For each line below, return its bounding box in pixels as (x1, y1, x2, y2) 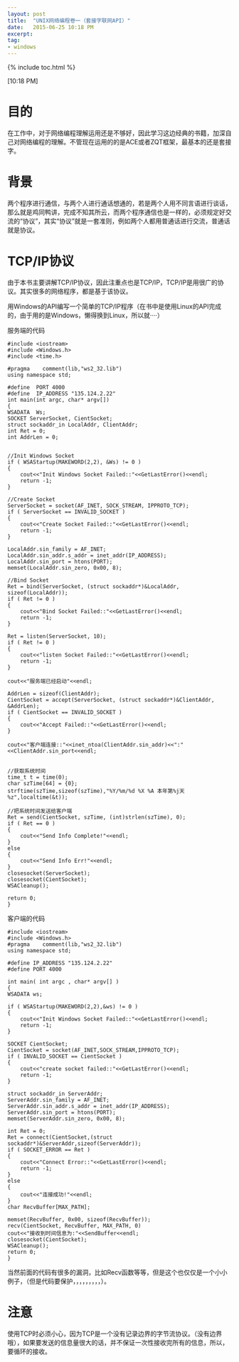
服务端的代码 (7, 326, 45, 334)
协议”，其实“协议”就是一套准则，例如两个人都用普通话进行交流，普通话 (22, 216, 230, 225)
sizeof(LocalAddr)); (7, 589, 69, 596)
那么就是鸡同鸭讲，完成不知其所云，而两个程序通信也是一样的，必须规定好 (7, 208, 225, 216)
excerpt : (7, 30, 33, 38)
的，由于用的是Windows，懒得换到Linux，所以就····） (7, 311, 164, 319)
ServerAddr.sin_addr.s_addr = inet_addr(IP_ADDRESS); (7, 1102, 171, 1110)
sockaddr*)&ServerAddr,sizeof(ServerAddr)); (7, 1139, 142, 1147)
